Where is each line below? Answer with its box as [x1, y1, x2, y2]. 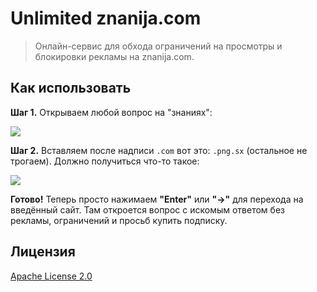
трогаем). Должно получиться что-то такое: [10, 155, 200, 167]
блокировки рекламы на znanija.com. [34, 50, 195, 62]
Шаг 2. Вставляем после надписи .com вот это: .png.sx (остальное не [10, 144, 308, 156]
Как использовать [10, 80, 132, 97]
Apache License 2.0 [10, 270, 93, 282]
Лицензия [10, 243, 76, 261]
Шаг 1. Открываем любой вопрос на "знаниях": [10, 106, 213, 118]
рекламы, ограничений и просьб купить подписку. [10, 214, 228, 226]
